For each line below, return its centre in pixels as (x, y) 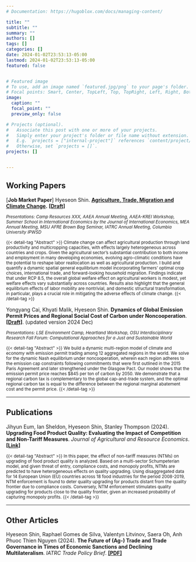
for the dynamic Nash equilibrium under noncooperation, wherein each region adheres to (95, 358)
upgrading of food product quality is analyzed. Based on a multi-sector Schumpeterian (93, 461)
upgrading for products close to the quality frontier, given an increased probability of (91, 492)
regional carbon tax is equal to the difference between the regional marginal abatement (93, 384)
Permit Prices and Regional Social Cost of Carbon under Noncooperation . (97, 316)
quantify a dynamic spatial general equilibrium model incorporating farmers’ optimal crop (95, 268)
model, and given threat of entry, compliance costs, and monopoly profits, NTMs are (91, 466)
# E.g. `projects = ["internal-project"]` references (75, 141)
